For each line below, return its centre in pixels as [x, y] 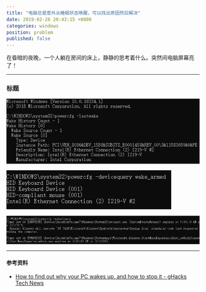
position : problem [30, 32]
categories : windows [33, 26]
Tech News [29, 283]
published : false [29, 39]
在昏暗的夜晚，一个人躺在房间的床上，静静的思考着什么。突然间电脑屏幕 [97, 58]
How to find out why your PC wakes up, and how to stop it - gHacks [101, 277]
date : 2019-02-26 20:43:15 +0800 [49, 19]
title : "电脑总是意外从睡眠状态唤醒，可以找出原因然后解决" [74, 13]
